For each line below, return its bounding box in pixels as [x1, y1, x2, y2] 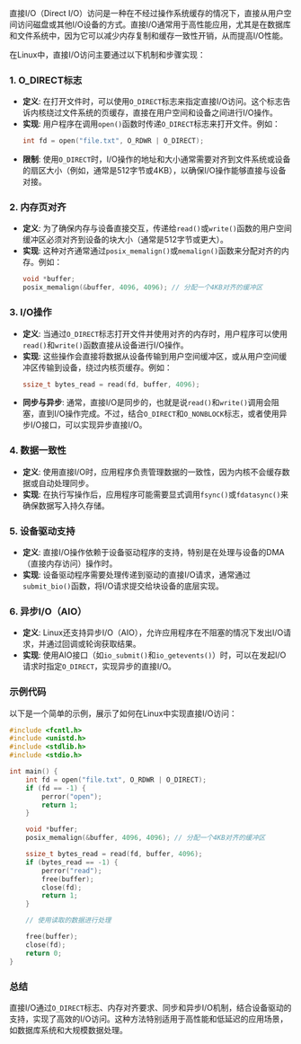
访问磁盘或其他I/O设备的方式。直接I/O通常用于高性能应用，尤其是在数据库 [16, 19, 292, 30]
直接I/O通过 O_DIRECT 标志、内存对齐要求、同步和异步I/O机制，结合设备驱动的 [9, 1002, 292, 1013]
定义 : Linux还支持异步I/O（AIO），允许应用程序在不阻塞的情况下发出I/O [22, 627, 284, 638]
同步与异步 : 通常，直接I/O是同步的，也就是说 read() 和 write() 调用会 [22, 397, 272, 408]
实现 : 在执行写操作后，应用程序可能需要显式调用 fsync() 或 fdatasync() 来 [22, 489, 289, 500]
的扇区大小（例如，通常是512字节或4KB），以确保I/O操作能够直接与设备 [22, 165, 287, 176]
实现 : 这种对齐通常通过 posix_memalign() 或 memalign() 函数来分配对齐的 [22, 245, 281, 256]
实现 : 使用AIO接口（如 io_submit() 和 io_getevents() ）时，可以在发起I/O [22, 650, 287, 660]
